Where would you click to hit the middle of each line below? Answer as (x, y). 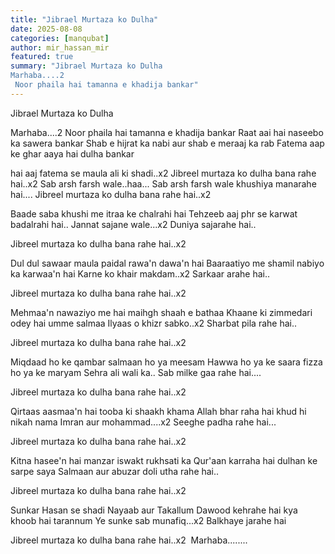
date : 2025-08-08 (46, 29)
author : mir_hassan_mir (60, 47)
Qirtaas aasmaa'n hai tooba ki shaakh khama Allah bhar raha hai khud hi (158, 411)
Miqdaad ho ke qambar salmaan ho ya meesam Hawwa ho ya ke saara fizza (166, 362)
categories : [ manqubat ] (60, 38)
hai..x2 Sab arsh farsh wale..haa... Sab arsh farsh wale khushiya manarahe (163, 183)
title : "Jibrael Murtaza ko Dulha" (84, 19)
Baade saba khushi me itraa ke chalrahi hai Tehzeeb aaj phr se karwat (154, 213)
